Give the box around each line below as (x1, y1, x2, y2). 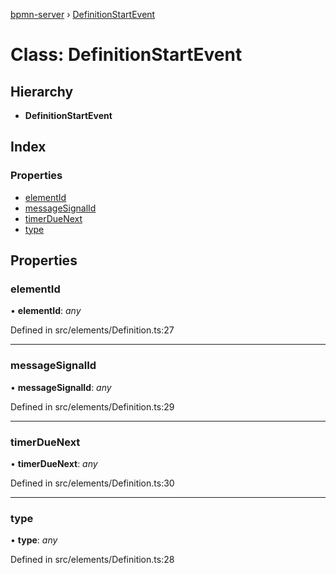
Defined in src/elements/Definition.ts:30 (10, 477, 175, 489)
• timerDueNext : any (10, 457, 98, 469)
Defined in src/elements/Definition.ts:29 (10, 400, 175, 413)
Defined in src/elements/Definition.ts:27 (10, 324, 175, 336)
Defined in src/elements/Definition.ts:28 (10, 554, 175, 566)
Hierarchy (10, 83, 74, 100)
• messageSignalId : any (10, 381, 112, 393)
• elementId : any (10, 305, 82, 317)
